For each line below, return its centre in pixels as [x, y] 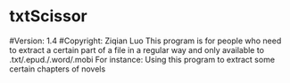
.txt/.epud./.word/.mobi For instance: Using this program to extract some [142, 59]
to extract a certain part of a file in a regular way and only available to [137, 49]
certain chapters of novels [58, 69]
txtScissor [48, 16]
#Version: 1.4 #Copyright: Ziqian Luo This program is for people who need [145, 41]
